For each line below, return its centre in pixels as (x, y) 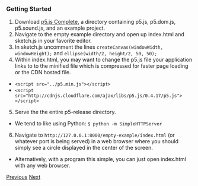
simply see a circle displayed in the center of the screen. (84, 148)
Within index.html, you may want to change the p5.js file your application (103, 60)
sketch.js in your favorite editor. (53, 41)
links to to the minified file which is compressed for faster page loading (101, 66)
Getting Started (29, 9)
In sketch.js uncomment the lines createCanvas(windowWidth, (89, 47)
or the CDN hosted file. (43, 72)
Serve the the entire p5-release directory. (65, 112)
